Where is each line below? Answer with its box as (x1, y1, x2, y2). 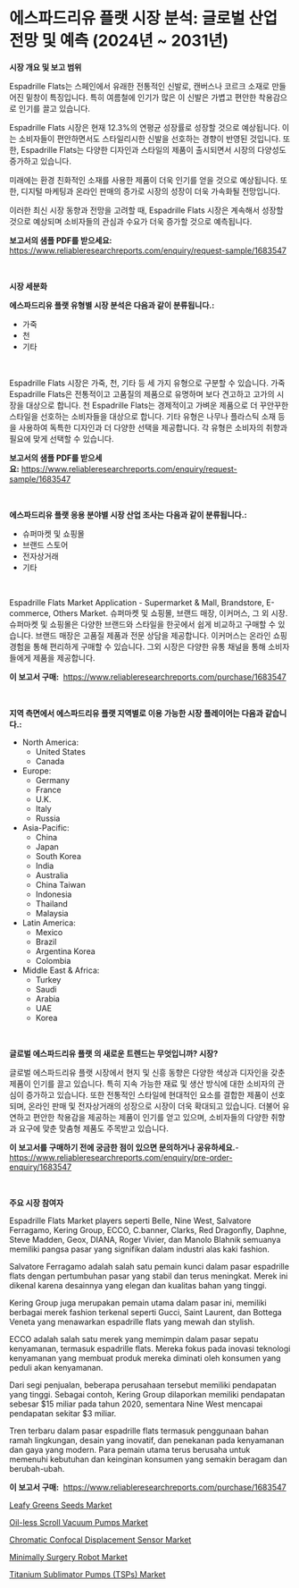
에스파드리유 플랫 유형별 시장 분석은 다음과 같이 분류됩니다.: (9, 300, 215, 310)
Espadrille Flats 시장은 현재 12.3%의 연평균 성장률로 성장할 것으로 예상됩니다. (9, 122, 280, 132)
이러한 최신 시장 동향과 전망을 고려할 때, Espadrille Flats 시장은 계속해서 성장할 (9, 205, 284, 215)
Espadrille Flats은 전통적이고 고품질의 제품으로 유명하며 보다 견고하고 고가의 (9, 388, 275, 399)
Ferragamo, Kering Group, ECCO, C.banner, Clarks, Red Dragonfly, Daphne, (9, 1224, 287, 1235)
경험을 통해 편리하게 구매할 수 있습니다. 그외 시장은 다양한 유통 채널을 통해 (9, 641, 266, 652)
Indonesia (35, 889, 72, 900)
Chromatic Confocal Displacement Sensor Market (9, 1534, 192, 1545)
